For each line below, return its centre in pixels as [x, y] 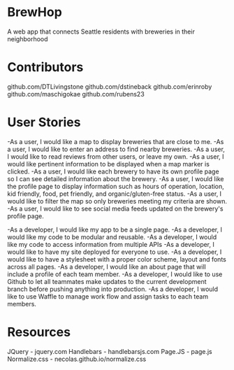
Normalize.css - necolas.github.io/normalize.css [77, 359]
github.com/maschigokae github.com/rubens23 [76, 94]
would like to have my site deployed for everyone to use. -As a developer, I [115, 252]
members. [22, 304]
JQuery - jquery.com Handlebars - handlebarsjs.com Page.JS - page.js [110, 351]
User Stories [44, 122]
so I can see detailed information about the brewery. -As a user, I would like [116, 178]
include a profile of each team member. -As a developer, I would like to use [115, 274]
